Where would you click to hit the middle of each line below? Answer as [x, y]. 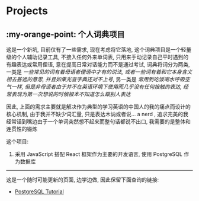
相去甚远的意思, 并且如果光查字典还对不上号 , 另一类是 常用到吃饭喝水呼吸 [95, 79]
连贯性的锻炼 [22, 129]
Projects [27, 11]
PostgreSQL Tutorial [39, 192]
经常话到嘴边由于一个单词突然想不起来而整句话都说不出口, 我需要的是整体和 [98, 122]
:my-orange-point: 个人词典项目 [66, 34]
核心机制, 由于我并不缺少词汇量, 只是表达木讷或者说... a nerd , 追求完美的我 [97, 114]
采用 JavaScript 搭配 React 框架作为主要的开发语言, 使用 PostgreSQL [98, 154]
